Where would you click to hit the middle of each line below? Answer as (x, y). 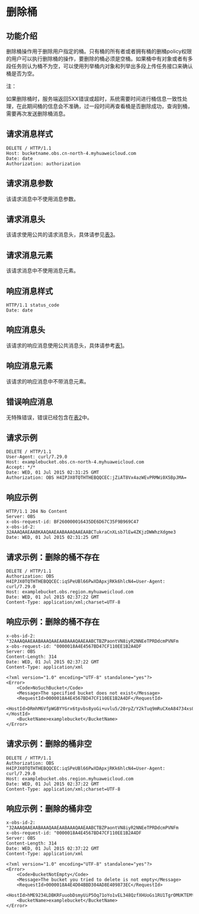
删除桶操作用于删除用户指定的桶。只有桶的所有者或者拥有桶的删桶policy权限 (99, 51)
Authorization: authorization (44, 164)
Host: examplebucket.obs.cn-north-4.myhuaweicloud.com (75, 462)
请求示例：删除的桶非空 (49, 744)
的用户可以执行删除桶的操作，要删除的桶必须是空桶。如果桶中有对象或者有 (97, 59)
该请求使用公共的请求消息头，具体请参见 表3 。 (62, 234)
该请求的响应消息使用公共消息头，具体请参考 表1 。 (67, 345)
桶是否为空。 (22, 74)
